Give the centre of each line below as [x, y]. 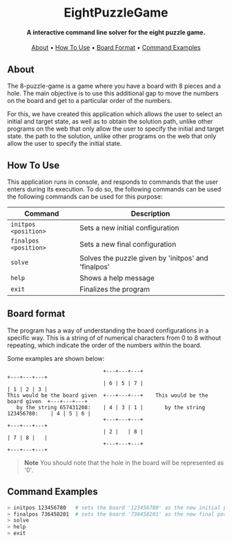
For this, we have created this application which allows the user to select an [115, 114]
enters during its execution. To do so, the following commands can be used [114, 189]
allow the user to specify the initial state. [65, 144]
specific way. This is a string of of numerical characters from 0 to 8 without [114, 337]
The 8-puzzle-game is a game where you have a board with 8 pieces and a [114, 86]
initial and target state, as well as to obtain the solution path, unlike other [110, 122]
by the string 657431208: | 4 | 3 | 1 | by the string [111, 407]
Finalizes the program [115, 290]
